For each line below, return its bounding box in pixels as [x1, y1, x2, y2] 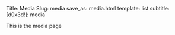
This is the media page [6, 23, 62, 29]
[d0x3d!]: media [6, 11, 46, 18]
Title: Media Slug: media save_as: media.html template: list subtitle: [6, 5, 170, 12]
